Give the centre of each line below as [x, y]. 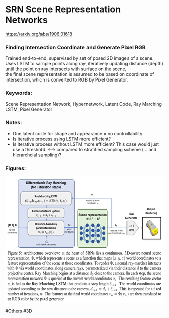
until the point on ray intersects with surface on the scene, [66, 69]
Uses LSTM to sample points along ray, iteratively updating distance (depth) [84, 64]
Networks [27, 20]
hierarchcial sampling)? [37, 155]
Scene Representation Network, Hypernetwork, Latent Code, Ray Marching [83, 104]
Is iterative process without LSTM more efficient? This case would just [86, 144]
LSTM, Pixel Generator [29, 109]
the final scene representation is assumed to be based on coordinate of [80, 74]
